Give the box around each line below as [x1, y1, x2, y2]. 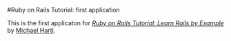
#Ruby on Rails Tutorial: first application [7, 6, 121, 14]
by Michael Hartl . [7, 27, 56, 34]
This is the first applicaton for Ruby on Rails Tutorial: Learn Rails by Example [7, 19, 224, 27]
